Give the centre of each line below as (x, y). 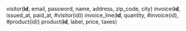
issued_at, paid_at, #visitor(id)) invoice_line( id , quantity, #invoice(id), (92, 15)
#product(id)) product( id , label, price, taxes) (62, 22)
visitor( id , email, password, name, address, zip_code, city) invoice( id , (94, 9)
